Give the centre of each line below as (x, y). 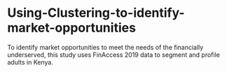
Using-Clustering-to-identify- (96, 13)
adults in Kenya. (30, 62)
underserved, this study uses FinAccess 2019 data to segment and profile (114, 55)
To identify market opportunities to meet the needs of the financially (105, 47)
